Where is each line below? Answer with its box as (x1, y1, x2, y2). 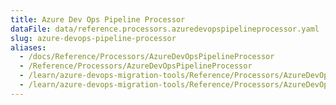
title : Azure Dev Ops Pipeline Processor (10, 14, 186, 25)
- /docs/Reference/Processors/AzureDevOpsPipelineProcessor (19, 52, 275, 62)
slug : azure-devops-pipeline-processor (10, 33, 177, 43)
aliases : (10, 42, 47, 53)
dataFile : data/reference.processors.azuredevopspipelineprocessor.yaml (10, 24, 320, 34)
